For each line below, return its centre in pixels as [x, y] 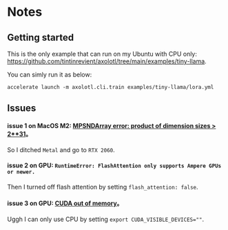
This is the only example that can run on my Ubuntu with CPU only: [102, 54]
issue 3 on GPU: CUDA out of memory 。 [65, 203]
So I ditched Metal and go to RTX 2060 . [61, 149]
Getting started [41, 38]
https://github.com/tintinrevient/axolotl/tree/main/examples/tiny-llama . [107, 61]
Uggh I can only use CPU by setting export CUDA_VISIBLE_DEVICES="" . [106, 219]
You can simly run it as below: [50, 74]
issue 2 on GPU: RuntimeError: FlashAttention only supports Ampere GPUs [114, 165]
